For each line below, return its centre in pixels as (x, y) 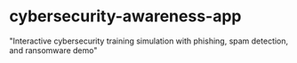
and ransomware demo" (53, 50)
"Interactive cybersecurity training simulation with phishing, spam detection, (149, 41)
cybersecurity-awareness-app (125, 16)
